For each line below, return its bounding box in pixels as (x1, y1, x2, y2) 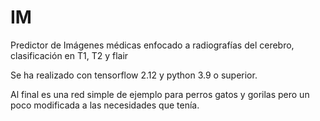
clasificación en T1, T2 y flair (10, 49, 129, 61)
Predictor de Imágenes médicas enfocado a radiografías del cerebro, (10, 39, 295, 51)
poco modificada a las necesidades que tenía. (10, 99, 200, 111)
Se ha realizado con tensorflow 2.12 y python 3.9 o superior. (10, 69, 258, 81)
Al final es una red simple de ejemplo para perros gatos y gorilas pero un (10, 88, 310, 100)
